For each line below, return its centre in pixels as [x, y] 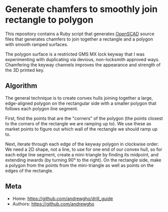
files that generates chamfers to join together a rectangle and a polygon [79, 39]
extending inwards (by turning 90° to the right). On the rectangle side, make [83, 160]
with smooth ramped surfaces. [37, 44]
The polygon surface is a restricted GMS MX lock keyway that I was [75, 54]
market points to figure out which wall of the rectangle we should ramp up [81, 129]
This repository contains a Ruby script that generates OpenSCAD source [80, 34]
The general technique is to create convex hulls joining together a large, [79, 98]
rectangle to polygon [49, 20]
